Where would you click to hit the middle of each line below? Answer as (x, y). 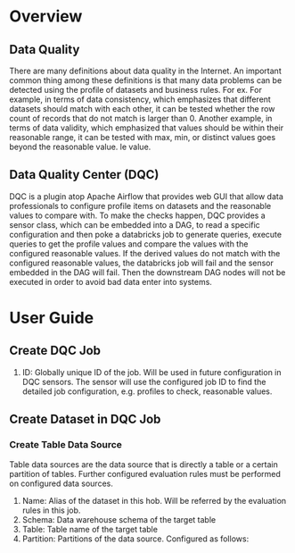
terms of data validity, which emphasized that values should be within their (146, 128)
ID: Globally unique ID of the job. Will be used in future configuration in (152, 372)
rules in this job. (51, 510)
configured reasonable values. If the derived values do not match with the (145, 253)
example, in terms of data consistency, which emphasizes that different (140, 99)
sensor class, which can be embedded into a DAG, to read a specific (135, 224)
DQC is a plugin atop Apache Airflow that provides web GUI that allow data (146, 196)
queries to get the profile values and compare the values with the (129, 244)
